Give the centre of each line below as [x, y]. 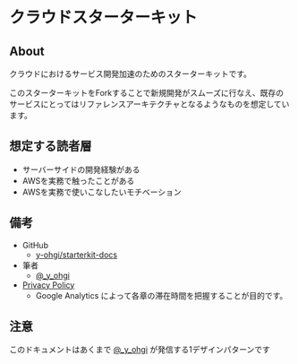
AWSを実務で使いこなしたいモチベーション [102, 192]
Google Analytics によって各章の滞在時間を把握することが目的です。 [162, 295]
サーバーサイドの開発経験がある [81, 169]
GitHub [35, 245]
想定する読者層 [51, 147]
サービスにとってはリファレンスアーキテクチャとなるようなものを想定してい [149, 104]
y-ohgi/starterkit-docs [77, 255]
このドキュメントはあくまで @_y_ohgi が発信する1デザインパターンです [140, 350]
